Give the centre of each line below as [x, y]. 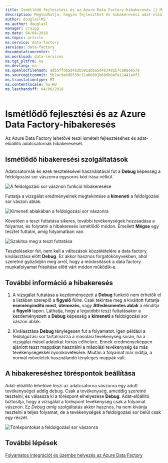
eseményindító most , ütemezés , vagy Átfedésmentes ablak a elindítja [86, 306]
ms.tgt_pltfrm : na [24, 61]
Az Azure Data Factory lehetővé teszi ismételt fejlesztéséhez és [71, 138]
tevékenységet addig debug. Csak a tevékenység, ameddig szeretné [76, 391]
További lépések [31, 443]
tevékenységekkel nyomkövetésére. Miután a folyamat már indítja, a [82, 353]
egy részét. [17, 417]
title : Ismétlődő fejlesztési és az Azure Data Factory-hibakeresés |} [81, 10]
